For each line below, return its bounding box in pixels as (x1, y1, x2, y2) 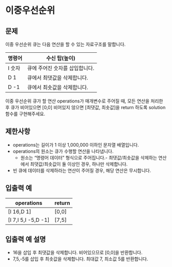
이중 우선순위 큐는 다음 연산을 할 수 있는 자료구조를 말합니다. (5, 42, 126, 47)
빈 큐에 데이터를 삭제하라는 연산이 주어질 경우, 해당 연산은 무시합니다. (12, 167, 151, 173)
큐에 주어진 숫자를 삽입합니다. (27, 65, 94, 72)
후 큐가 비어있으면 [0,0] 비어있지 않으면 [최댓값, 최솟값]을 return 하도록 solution (5, 105, 166, 110)
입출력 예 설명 (5, 235, 46, 244)
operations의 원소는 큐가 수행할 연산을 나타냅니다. (12, 148, 114, 154)
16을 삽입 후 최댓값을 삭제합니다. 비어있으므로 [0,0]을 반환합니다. (12, 250, 143, 256)
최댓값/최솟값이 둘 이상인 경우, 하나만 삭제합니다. (30, 161, 128, 167)
